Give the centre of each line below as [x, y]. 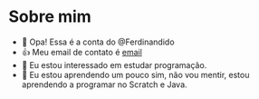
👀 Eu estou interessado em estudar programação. [114, 64]
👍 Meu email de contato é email [82, 52]
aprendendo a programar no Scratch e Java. [104, 84]
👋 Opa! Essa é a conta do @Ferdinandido [98, 42]
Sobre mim [50, 17]
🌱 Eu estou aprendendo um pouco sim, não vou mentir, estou [135, 74]
